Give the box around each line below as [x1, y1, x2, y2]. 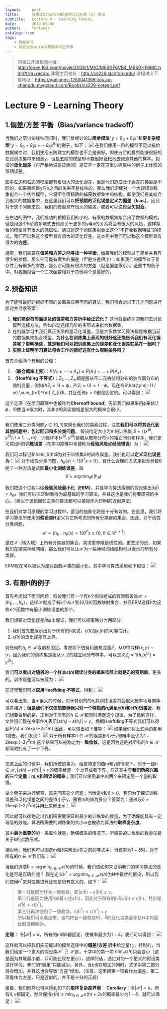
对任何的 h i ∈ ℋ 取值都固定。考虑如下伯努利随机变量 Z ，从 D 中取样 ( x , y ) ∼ [5, 644, 154, 652]
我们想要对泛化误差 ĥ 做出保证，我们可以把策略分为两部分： [5, 617, 126, 623]
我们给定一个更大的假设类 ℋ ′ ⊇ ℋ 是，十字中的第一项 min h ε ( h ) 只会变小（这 [5, 948, 159, 956]
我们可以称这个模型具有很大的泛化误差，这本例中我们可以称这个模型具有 [13, 233, 162, 239]
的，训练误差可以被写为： [5, 676, 58, 682]
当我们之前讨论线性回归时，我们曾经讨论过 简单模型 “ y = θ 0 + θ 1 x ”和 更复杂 [5, 135, 156, 142]
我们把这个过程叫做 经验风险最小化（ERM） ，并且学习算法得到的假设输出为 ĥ [5, 485, 159, 491]
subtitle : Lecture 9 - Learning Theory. [5, 16, 94, 21]
